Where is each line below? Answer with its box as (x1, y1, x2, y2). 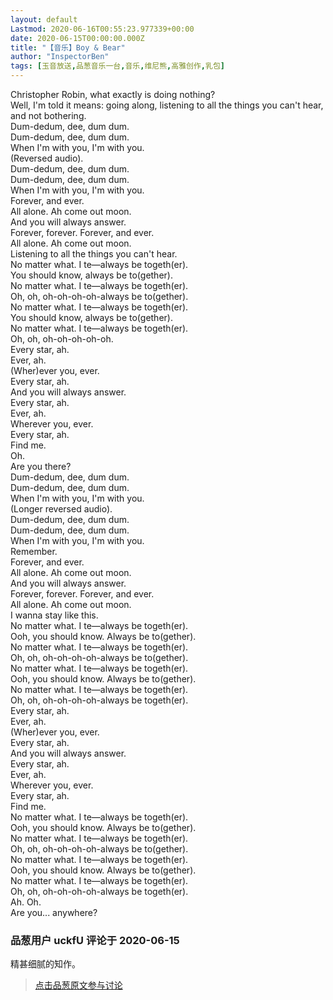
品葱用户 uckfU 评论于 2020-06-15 (10, 933, 180, 947)
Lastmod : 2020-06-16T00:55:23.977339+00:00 (10, 24, 195, 34)
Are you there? (10, 461, 72, 472)
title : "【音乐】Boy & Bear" (10, 42, 126, 53)
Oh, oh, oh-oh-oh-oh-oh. (10, 333, 114, 345)
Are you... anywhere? (10, 907, 98, 918)
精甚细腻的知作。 (10, 958, 81, 970)
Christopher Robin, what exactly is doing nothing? (10, 89, 216, 100)
